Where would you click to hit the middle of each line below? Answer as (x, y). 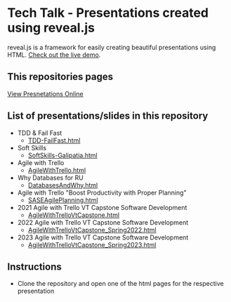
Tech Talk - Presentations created (108, 13)
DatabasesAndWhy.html (63, 185)
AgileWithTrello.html (57, 170)
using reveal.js (51, 28)
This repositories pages (60, 77)
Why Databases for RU (51, 178)
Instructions (34, 267)
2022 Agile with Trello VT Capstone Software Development (103, 222)
